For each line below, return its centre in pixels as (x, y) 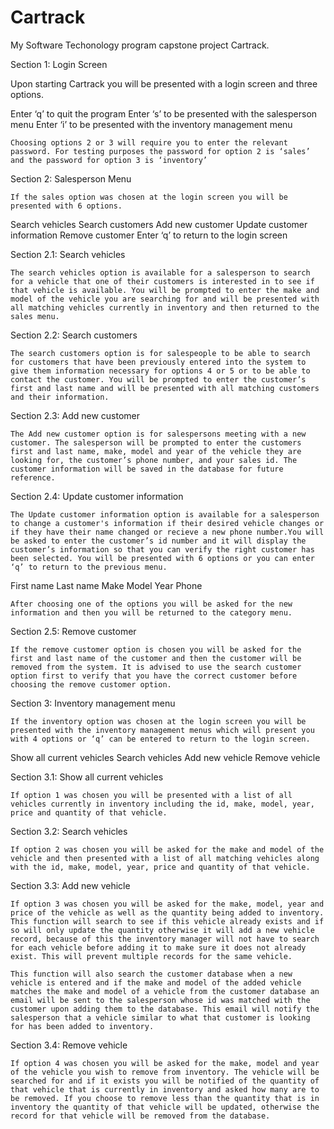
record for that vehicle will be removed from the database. (140, 1116)
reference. (33, 477)
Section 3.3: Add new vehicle (70, 885)
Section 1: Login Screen (59, 64)
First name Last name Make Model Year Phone (106, 585)
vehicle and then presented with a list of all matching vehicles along (165, 858)
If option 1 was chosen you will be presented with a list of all (151, 795)
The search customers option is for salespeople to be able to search (160, 353)
